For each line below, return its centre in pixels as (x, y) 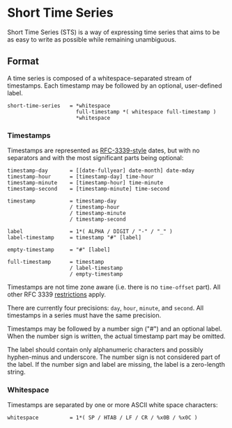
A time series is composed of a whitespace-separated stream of (100, 78)
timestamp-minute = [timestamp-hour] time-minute (85, 183)
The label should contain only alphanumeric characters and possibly (105, 350)
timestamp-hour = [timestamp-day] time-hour (81, 177)
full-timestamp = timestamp (56, 262)
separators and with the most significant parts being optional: (95, 158)
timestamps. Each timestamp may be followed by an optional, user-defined (115, 86)
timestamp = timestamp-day (62, 201)
